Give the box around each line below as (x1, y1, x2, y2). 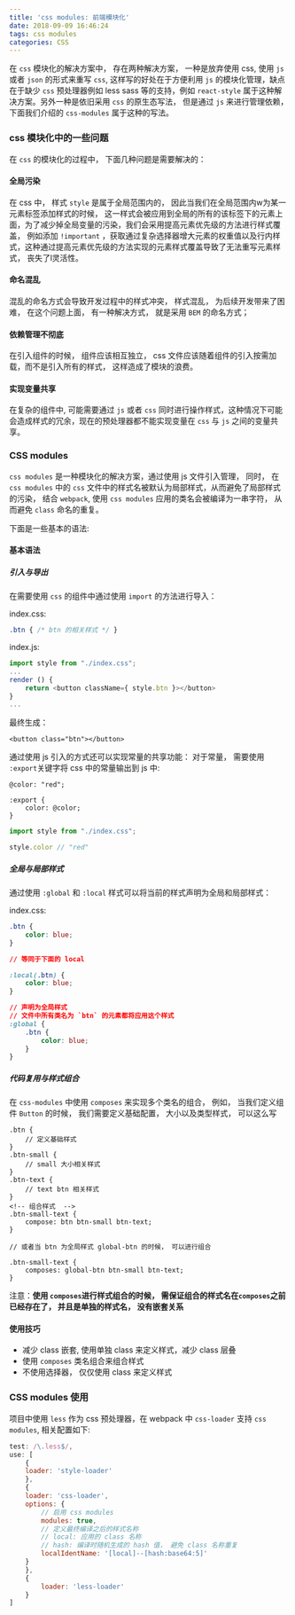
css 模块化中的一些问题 (9, 132, 109, 145)
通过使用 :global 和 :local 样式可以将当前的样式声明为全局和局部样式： (9, 888, 272, 898)
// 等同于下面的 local (9, 954, 85, 963)
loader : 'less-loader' (41, 1582, 125, 1591)
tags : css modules (9, 29, 77, 38)
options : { (25, 1500, 66, 1509)
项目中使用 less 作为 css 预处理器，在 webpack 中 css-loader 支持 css (9, 1413, 268, 1423)
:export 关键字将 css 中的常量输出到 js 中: (9, 763, 160, 773)
